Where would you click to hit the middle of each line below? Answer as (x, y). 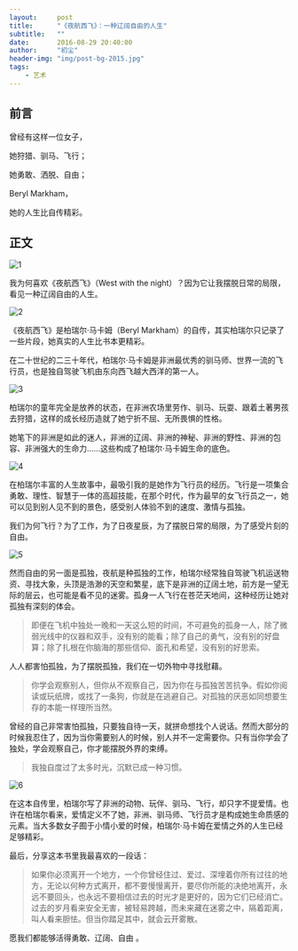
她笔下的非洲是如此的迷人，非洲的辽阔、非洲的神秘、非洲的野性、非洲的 (141, 437)
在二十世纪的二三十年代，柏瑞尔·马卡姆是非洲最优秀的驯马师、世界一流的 (143, 360)
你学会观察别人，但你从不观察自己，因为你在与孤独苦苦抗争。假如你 (155, 685)
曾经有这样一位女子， (48, 136)
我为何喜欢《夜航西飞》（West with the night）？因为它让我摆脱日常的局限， (147, 283)
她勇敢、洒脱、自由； (48, 174)
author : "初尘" (44, 51)
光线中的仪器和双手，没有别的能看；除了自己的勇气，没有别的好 (155, 636)
